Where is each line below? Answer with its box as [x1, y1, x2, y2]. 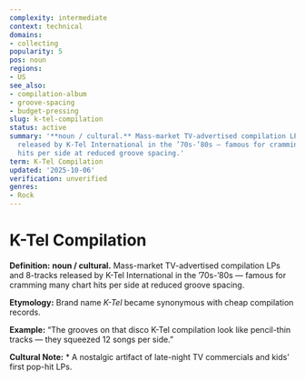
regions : [9, 65, 43, 74]
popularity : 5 [9, 47, 64, 56]
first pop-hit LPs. [9, 361, 73, 372]
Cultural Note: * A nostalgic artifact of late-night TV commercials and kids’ [9, 351, 290, 362]
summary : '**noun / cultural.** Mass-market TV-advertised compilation [9, 132, 286, 141]
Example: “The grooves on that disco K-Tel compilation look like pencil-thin [9, 324, 291, 335]
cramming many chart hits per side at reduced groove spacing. [9, 279, 245, 290]
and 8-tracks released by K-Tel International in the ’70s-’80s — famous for [9, 269, 287, 280]
